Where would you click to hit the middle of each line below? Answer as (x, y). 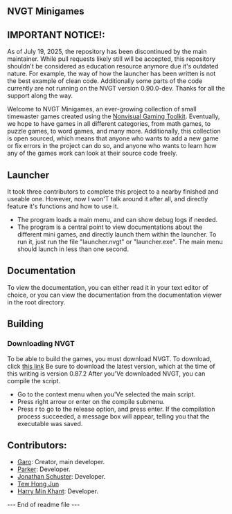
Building (25, 324)
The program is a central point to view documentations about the (110, 227)
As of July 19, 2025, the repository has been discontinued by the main (107, 52)
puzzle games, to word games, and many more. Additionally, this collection (114, 131)
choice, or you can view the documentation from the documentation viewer (115, 295)
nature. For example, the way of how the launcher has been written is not (111, 74)
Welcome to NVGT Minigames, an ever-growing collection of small (102, 109)
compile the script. (34, 380)
